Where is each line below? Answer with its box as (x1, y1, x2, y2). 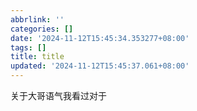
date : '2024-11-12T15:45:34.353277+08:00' (10, 33, 190, 43)
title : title (10, 52, 65, 62)
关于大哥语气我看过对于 (10, 90, 107, 101)
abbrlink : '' (10, 14, 65, 25)
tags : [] (10, 42, 47, 53)
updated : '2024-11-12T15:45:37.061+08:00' (10, 61, 190, 71)
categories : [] (10, 24, 74, 34)
